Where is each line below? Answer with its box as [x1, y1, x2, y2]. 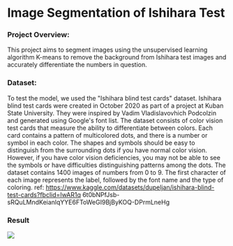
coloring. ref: [7, 183, 45, 191]
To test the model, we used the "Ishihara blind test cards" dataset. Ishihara [7, 94, 222, 102]
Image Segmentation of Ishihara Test [7, 5, 225, 21]
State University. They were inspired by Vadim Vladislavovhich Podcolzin [7, 108, 217, 117]
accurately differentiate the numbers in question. [7, 61, 148, 69]
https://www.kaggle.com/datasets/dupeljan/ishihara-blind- [45, 183, 215, 191]
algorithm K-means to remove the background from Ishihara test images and [7, 53, 227, 61]
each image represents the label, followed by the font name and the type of [7, 175, 224, 184]
